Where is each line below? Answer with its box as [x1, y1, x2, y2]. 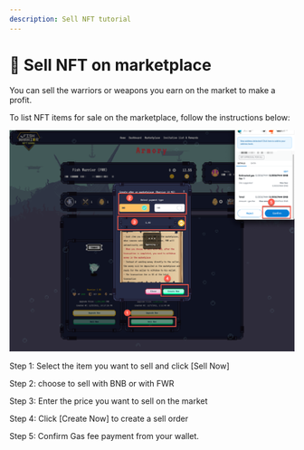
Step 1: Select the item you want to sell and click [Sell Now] [9, 360, 230, 371]
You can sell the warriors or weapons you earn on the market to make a [9, 84, 276, 95]
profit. [9, 94, 33, 105]
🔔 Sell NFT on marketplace [9, 54, 212, 75]
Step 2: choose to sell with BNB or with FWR [9, 378, 175, 388]
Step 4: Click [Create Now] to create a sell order [9, 413, 189, 424]
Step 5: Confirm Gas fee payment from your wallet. [9, 430, 199, 441]
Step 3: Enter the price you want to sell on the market [9, 395, 208, 407]
